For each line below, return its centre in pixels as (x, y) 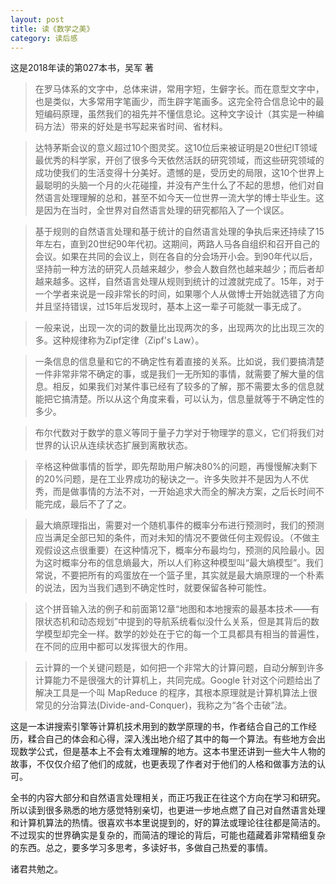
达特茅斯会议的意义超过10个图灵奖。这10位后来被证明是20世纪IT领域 (176, 148)
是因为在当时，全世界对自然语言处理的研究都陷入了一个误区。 (162, 210)
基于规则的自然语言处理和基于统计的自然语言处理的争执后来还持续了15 (179, 232)
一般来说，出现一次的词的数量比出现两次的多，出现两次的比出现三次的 (179, 328)
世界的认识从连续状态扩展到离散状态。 (113, 445)
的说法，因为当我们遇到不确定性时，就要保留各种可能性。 (153, 588)
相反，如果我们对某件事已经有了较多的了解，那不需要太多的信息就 (188, 387)
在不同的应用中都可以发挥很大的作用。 (113, 647)
